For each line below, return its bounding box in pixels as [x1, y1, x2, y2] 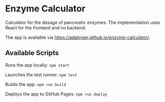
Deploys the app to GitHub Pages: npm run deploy [5, 91, 107, 97]
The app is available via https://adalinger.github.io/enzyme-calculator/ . [5, 34, 151, 40]
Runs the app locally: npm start [5, 62, 70, 68]
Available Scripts [5, 49, 59, 57]
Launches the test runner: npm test [5, 72, 77, 78]
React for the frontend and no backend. [5, 24, 86, 30]
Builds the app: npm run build [5, 81, 66, 87]
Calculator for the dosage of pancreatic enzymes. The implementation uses [5, 19, 161, 25]
